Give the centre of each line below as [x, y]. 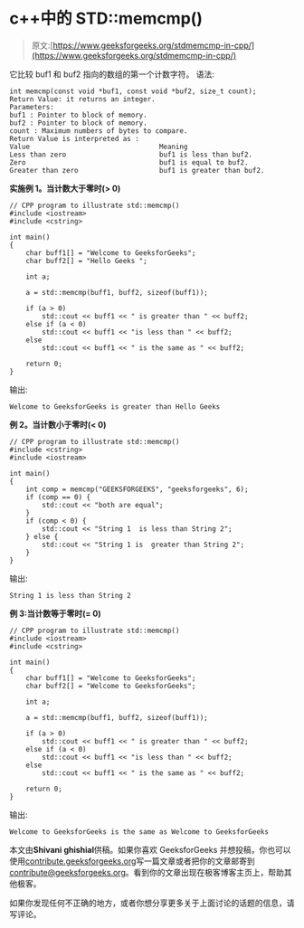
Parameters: [32, 107]
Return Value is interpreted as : [75, 138]
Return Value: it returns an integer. [82, 99]
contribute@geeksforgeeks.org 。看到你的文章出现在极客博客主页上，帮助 [147, 872]
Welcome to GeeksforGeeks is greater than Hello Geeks [115, 407]
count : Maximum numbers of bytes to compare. [99, 131]
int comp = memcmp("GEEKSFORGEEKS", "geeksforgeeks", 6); [137, 489]
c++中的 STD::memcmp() [106, 19]
